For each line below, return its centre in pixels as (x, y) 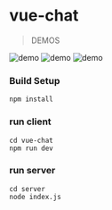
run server (32, 171)
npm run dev (31, 148)
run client (30, 122)
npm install (31, 99)
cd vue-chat (31, 140)
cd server (28, 189)
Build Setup (35, 80)
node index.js (36, 197)
